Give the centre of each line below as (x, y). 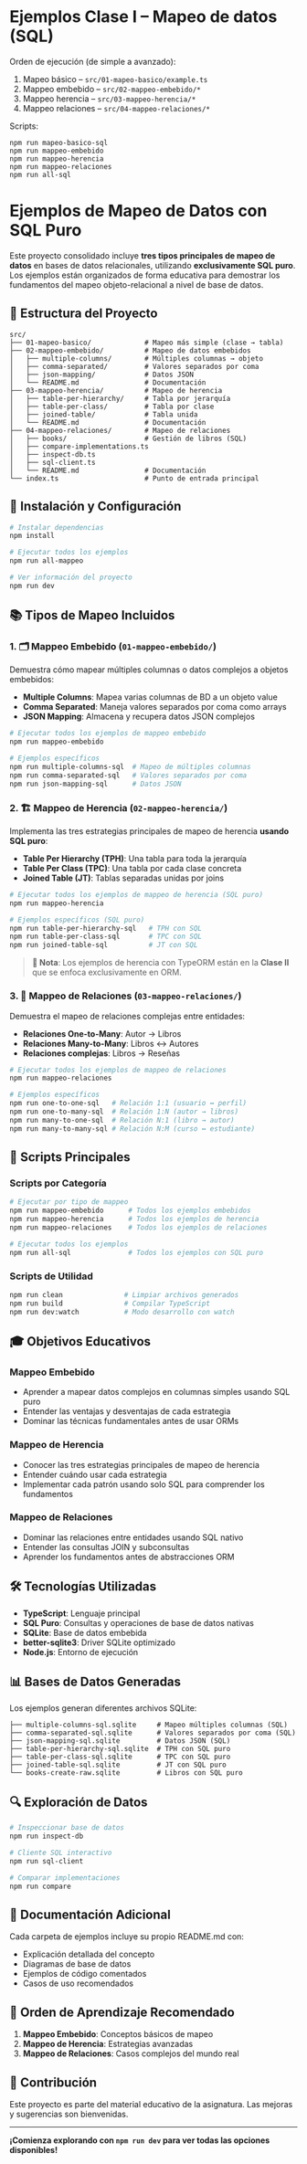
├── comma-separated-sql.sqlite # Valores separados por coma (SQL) (153, 1733)
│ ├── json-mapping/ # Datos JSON (102, 375)
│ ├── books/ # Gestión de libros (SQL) (128, 438)
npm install (32, 536)
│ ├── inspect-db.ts (53, 454)
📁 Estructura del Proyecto (84, 314)
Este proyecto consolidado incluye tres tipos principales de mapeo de (143, 255)
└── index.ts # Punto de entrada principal (134, 478)
